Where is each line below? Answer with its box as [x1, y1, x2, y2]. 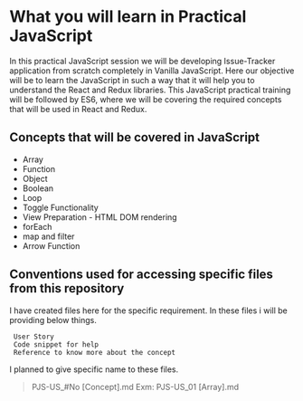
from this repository [9, 281, 125, 296]
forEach [22, 221, 52, 232]
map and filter [22, 231, 75, 242]
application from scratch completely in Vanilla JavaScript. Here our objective [9, 65, 295, 76]
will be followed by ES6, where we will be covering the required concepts [9, 93, 282, 105]
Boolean [22, 183, 54, 194]
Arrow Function [22, 240, 80, 251]
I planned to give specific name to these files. [9, 364, 179, 375]
